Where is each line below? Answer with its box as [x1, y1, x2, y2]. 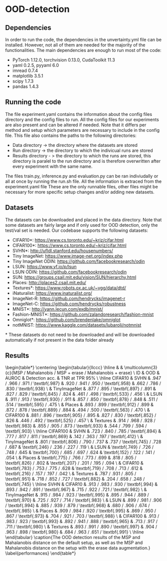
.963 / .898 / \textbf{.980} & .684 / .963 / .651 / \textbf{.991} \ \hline [5, 529, 144, 535]
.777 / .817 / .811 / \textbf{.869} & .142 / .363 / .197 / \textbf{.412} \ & [5, 434, 144, 440]
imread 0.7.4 [12, 67, 38, 73]
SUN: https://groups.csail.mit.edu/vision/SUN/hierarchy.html [12, 274, 137, 280]
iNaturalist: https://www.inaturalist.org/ [12, 290, 92, 296]
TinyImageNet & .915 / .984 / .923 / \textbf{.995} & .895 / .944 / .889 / [5, 492, 150, 498]
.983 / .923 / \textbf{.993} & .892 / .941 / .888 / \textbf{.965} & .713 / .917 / [5, 519, 158, 525]
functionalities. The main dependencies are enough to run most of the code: [5, 47, 162, 53]
